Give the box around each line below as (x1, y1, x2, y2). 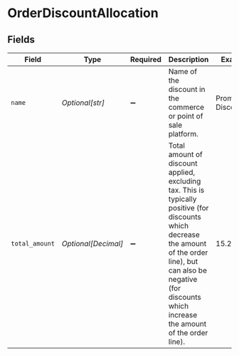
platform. (168, 129, 199, 138)
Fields (7, 34, 36, 46)
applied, (168, 168, 196, 177)
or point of (168, 111, 203, 121)
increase (168, 310, 198, 320)
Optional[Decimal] (61, 239, 124, 248)
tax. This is (168, 185, 205, 195)
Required (130, 55, 162, 64)
